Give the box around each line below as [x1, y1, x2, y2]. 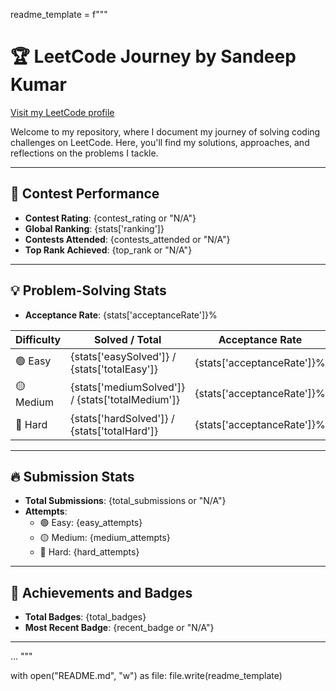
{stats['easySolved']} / [70, 349, 177, 363]
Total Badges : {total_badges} [24, 611, 147, 623]
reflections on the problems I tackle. [10, 147, 159, 159]
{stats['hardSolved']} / [70, 411, 175, 425]
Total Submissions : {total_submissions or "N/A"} [24, 495, 227, 507]
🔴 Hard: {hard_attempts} [39, 546, 140, 558]
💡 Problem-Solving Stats [10, 282, 167, 299]
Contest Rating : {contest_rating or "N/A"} [24, 212, 197, 224]
